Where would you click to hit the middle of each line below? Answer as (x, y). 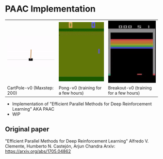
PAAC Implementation (50, 9)
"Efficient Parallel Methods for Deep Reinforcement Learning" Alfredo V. (77, 141)
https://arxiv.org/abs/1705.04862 (38, 151)
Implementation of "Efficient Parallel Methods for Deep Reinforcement (82, 104)
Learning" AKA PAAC (33, 109)
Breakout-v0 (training (130, 88)
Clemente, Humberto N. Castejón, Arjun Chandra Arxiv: (60, 146)
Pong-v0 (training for (80, 88)
